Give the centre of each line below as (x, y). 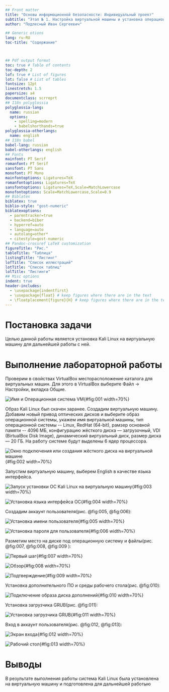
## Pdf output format (28, 61)
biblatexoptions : (23, 211)
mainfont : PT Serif (26, 159)
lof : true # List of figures (36, 75)
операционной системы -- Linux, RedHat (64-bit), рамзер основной (77, 425)
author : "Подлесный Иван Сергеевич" (44, 24)
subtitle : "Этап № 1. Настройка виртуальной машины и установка (74, 19)
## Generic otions (24, 33)
